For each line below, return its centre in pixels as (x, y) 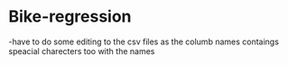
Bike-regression (70, 17)
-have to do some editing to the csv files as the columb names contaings (144, 42)
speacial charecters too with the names (82, 51)
